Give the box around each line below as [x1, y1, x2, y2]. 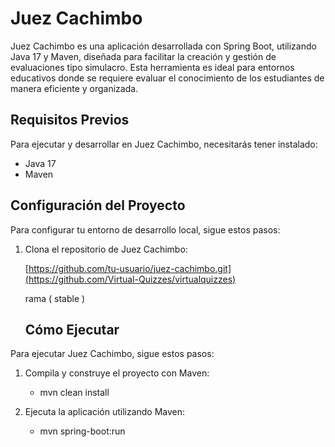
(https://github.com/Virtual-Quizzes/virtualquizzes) [24, 273, 237, 285]
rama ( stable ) [24, 292, 86, 304]
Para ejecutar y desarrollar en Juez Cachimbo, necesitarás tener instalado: [10, 138, 318, 150]
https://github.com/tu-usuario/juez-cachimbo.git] [28, 262, 232, 274]
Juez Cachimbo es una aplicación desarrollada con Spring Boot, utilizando [10, 40, 317, 52]
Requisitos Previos [10, 112, 130, 129]
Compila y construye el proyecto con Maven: [24, 367, 210, 379]
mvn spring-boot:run [39, 425, 126, 437]
